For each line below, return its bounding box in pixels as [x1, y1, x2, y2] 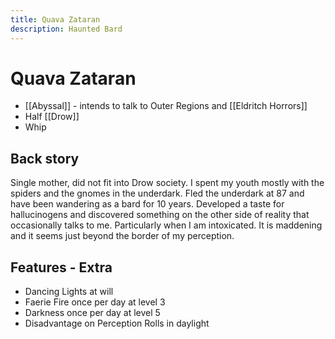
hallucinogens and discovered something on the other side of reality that [10, 209, 310, 221]
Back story [10, 150, 80, 167]
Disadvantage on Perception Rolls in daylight [24, 317, 210, 330]
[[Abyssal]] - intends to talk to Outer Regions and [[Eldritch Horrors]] [24, 100, 308, 112]
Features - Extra [10, 259, 113, 276]
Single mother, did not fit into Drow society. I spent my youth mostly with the [10, 177, 325, 189]
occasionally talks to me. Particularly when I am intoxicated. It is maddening [10, 219, 323, 231]
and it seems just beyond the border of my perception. [10, 230, 235, 242]
